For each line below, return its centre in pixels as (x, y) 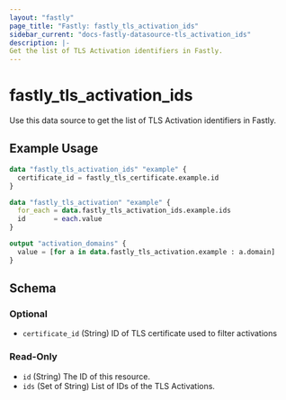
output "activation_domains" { (68, 244)
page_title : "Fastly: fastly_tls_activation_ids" (104, 26)
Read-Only (34, 357)
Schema (33, 289)
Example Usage (54, 149)
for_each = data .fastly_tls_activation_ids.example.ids (124, 211)
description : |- (40, 43)
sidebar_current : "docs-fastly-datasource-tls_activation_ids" (130, 34)
